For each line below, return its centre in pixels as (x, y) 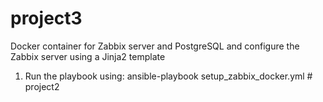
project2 (42, 86)
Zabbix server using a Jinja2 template (88, 56)
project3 (46, 18)
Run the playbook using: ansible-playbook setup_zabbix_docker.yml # (168, 76)
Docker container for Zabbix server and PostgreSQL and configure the (155, 46)
